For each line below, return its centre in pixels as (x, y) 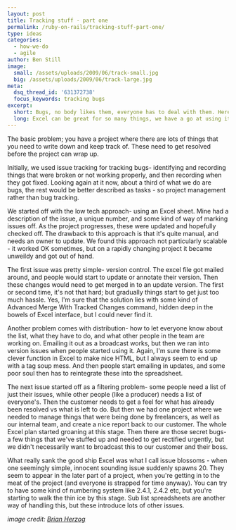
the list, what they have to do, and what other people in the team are (106, 335)
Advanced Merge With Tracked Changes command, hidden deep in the (110, 307)
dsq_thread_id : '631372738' (55, 92)
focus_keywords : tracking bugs (59, 99)
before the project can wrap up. (53, 154)
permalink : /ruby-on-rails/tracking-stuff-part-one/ (86, 27)
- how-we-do (31, 47)
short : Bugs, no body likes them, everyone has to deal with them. (114, 112)
